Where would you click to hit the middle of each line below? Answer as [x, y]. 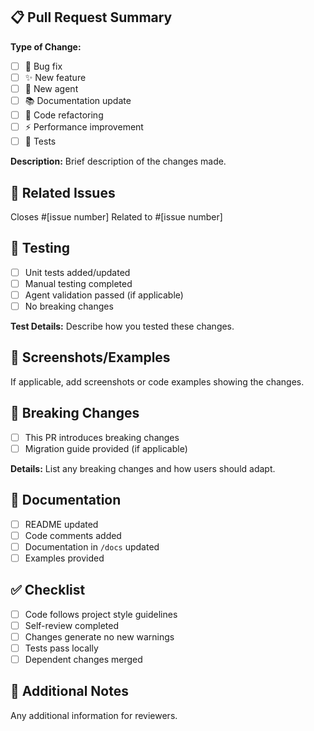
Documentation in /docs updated [92, 546]
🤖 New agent [51, 88]
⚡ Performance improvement [84, 127]
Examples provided [64, 558]
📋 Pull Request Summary [91, 17]
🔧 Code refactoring [64, 115]
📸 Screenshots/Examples [90, 357]
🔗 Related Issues [63, 192]
